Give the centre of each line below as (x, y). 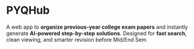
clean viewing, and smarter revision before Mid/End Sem (76, 39)
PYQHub (28, 10)
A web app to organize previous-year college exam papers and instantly (97, 27)
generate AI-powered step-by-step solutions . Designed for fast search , (97, 33)
